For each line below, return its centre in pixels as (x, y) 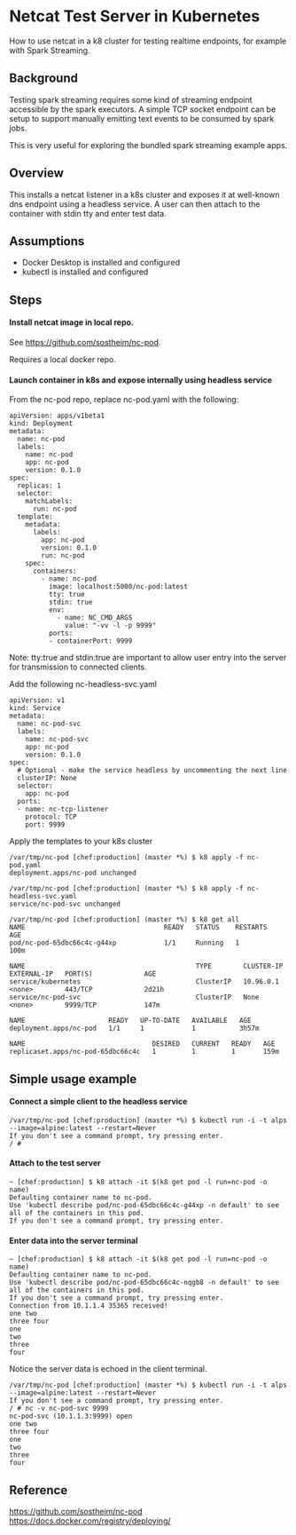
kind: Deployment (41, 423)
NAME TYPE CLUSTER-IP (146, 966)
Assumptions (47, 241)
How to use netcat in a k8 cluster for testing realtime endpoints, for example (148, 41)
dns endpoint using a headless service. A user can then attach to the (135, 204)
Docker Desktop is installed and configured (101, 263)
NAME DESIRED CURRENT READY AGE (142, 1044)
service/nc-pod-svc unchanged (65, 904)
